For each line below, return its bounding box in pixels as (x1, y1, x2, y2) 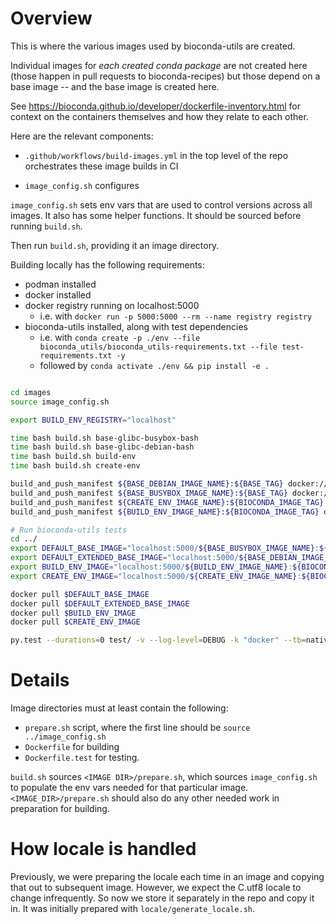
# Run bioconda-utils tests (10, 525, 128, 535)
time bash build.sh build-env (10, 452, 137, 462)
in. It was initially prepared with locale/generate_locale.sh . (10, 903, 256, 915)
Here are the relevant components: (10, 130, 154, 142)
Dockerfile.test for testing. (24, 752, 140, 764)
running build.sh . (10, 220, 83, 232)
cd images (10, 387, 52, 397)
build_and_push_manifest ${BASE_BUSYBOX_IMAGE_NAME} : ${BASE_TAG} (10, 488, 288, 498)
